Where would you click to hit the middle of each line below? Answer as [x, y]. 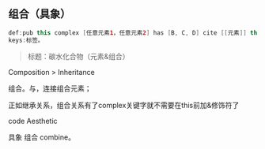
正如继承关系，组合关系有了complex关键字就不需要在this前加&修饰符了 [124, 105]
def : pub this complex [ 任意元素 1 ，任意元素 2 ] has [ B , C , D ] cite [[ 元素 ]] [127, 33]
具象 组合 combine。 [42, 137]
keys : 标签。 [26, 40]
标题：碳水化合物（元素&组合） [78, 56]
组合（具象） [40, 14]
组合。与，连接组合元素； [50, 88]
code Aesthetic [33, 121]
